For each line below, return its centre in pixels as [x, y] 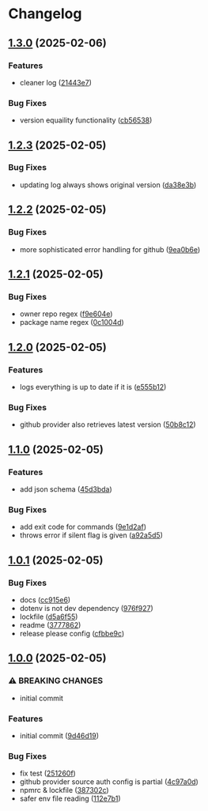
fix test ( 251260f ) [48, 773]
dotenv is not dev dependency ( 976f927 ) [87, 608]
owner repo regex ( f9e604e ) [66, 314]
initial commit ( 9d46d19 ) [59, 735]
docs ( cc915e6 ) [45, 600]
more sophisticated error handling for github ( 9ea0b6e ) [110, 249]
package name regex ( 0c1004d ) [72, 323]
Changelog [45, 14]
